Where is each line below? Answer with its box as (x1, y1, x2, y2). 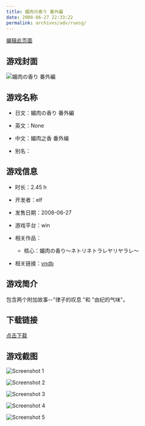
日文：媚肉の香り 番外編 (14, 109, 75, 117)
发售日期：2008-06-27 (14, 209, 72, 216)
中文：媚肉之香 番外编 (14, 135, 69, 142)
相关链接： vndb (14, 259, 54, 266)
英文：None (14, 122, 45, 129)
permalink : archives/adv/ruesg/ (6, 20, 87, 26)
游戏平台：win (14, 222, 50, 229)
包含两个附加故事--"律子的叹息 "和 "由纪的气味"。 (6, 296, 128, 303)
